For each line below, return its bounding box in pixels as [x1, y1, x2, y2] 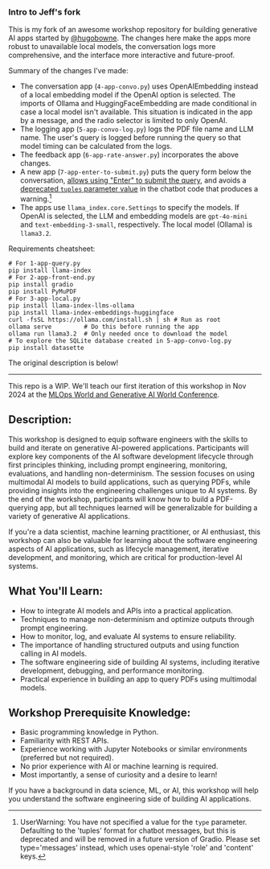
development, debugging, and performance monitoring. [19, 665, 205, 675]
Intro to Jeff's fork [8, 6, 81, 18]
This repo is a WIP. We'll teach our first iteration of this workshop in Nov [8, 381, 247, 390]
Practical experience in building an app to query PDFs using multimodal [19, 674, 257, 684]
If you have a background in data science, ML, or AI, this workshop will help [8, 785, 259, 795]
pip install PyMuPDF [8, 287, 78, 295]
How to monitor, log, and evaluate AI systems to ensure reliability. [19, 631, 237, 641]
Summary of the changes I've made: [8, 66, 129, 76]
